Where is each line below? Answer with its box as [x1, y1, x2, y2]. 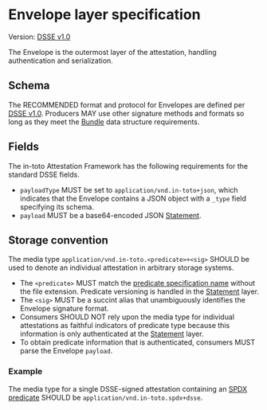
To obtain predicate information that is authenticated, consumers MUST [19, 338, 256, 347]
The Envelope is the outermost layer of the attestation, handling [8, 47, 217, 57]
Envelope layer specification [8, 6, 201, 24]
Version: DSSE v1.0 [8, 32, 71, 41]
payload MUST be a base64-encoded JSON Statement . [19, 210, 202, 220]
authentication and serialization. [8, 56, 113, 65]
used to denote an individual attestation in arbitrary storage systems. [8, 263, 234, 272]
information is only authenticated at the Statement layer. [19, 329, 204, 339]
